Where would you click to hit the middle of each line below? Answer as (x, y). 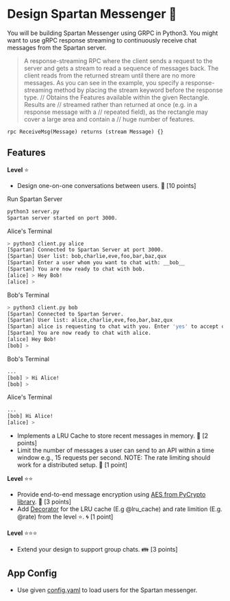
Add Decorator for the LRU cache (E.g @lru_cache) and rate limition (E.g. (119, 509)
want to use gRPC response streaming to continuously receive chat (102, 40)
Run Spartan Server (35, 199)
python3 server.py (33, 211)
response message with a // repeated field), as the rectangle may (116, 112)
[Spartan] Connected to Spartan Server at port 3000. (86, 250)
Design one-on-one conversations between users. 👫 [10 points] (106, 185)
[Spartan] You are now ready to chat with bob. (76, 269)
